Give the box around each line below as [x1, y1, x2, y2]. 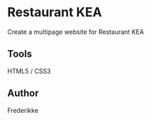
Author [7, 88, 39, 100]
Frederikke [7, 106, 39, 114]
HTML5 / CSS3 [7, 66, 52, 75]
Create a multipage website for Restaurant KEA [7, 28, 145, 36]
